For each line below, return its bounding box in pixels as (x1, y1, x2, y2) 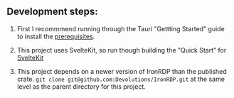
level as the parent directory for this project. (16, 82, 147, 91)
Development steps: (6, 6, 99, 18)
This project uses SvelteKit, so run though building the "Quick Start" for (16, 45, 227, 54)
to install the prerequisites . (16, 32, 95, 40)
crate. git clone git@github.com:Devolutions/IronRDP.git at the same (16, 75, 225, 83)
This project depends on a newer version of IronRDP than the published (16, 67, 227, 75)
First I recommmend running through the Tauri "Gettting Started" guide (16, 24, 225, 33)
